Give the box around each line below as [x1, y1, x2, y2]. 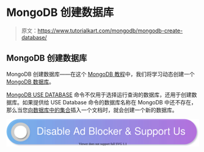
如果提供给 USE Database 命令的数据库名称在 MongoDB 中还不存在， [22, 98, 197, 106]
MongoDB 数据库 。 [6, 78, 55, 85]
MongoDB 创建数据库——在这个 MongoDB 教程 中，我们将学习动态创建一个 [6, 70, 195, 78]
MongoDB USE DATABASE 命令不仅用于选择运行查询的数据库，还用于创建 [6, 91, 192, 98]
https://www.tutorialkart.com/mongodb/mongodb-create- [37, 27, 183, 34]
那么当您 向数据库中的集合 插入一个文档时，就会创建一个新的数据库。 [6, 106, 178, 114]
